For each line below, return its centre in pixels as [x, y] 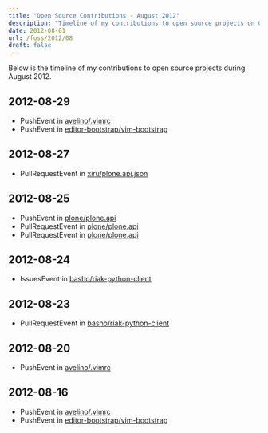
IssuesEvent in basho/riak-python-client [85, 279]
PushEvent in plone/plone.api [68, 218]
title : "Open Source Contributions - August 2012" [94, 16]
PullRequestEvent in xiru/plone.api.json [84, 173]
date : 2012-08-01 [37, 30]
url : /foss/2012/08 [41, 38]
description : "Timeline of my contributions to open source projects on [132, 23]
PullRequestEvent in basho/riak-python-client [95, 323]
